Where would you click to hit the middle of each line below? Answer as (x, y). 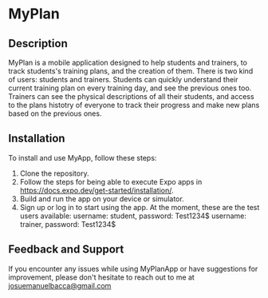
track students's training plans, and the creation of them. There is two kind (131, 71)
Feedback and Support (66, 250)
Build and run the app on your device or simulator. (102, 199)
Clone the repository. (54, 173)
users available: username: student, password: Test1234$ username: (133, 216)
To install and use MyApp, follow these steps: (83, 157)
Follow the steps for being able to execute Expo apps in (111, 181)
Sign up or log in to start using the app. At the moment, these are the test (140, 207)
